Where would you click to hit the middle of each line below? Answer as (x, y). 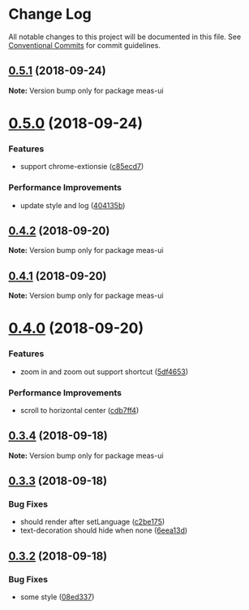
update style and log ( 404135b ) (73, 205)
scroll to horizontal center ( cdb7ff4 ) (79, 410)
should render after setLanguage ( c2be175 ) (92, 522)
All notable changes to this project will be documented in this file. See (125, 37)
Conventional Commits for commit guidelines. (84, 45)
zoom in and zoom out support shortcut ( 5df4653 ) (104, 372)
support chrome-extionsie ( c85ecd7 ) (82, 167)
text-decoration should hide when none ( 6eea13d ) (104, 530)
